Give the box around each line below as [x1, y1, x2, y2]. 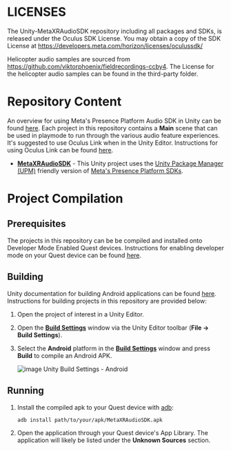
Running [7, 385, 45, 397]
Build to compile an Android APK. [17, 351, 112, 359]
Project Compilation [7, 191, 123, 207]
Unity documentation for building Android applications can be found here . [7, 289, 217, 297]
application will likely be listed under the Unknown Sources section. [17, 436, 211, 444]
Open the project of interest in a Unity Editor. [17, 310, 145, 318]
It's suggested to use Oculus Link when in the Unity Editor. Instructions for [7, 139, 219, 147]
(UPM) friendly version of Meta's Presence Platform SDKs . [17, 166, 184, 174]
